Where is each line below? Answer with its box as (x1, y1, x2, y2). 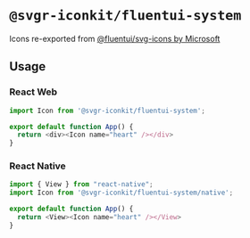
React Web (9, 86, 58, 98)
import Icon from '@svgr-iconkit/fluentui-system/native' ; (9, 188, 234, 198)
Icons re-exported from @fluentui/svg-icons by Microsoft (9, 33, 221, 44)
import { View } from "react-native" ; (9, 180, 154, 189)
